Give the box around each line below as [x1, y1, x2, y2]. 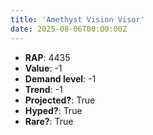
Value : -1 [24, 62, 63, 74]
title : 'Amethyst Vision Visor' [10, 14, 145, 25]
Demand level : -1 [24, 72, 97, 85]
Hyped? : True [24, 104, 83, 116]
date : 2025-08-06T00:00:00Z [10, 24, 128, 34]
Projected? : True [24, 94, 96, 106]
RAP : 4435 [24, 51, 71, 63]
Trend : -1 [24, 83, 63, 95]
